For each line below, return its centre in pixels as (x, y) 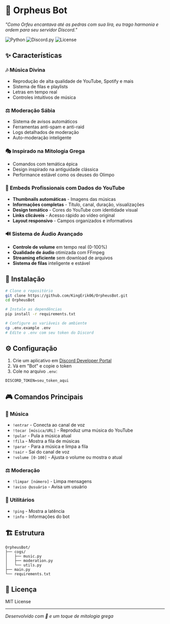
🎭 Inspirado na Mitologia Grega (45, 151)
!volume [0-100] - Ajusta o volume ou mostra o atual (67, 457)
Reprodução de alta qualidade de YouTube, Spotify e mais (73, 81)
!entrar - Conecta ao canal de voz (49, 425)
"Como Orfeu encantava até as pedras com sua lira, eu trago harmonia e (82, 24)
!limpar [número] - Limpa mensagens (52, 481)
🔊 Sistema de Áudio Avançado (44, 234)
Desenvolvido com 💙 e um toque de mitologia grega (59, 616)
